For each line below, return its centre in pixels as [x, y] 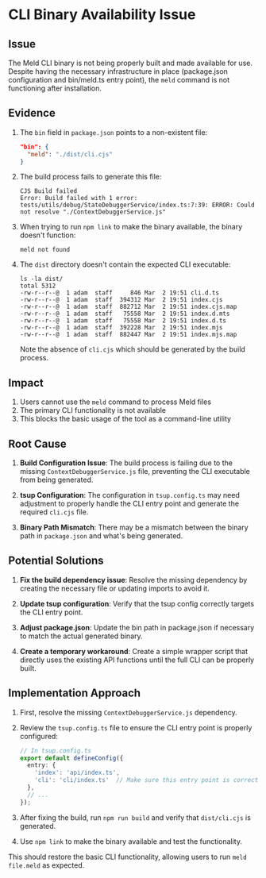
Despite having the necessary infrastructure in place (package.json [118, 71]
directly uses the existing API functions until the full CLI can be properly [137, 660]
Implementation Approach [75, 693]
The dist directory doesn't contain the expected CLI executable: [125, 264]
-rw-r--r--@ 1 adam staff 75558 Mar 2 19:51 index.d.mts [125, 314]
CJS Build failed [48, 191]
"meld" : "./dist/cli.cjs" [70, 154]
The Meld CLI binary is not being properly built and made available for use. [130, 63]
